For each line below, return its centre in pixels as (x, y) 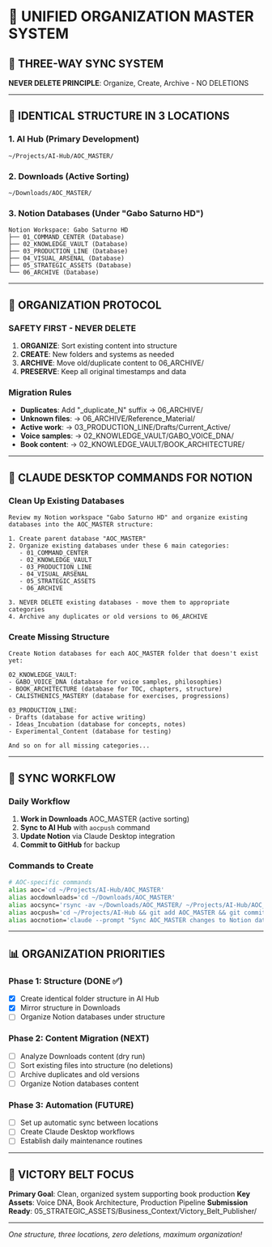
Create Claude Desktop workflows (77, 1132)
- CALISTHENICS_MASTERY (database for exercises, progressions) (119, 696)
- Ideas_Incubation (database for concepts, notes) (97, 725)
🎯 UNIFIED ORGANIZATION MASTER (131, 17)
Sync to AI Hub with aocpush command (85, 827)
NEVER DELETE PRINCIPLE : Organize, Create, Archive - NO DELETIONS (129, 83)
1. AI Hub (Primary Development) (74, 139)
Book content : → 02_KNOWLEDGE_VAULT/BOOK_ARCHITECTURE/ (132, 445)
